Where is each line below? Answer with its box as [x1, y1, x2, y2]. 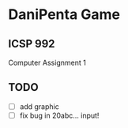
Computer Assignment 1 [8, 58, 87, 67]
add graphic [19, 101, 59, 111]
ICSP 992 [8, 37, 55, 51]
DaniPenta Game [8, 6, 121, 24]
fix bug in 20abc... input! [19, 111, 100, 120]
